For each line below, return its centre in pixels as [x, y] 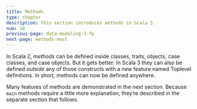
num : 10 [16, 28]
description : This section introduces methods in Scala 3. [81, 23]
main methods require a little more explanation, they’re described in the [93, 93]
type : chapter [24, 17]
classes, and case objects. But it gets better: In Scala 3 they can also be [94, 63]
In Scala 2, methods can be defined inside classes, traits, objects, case [93, 56]
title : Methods [25, 12]
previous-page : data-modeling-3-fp [50, 34]
